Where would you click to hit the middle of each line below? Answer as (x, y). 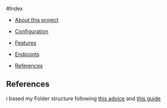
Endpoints (27, 54)
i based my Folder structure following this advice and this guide (83, 98)
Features (25, 43)
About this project (36, 20)
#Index (15, 9)
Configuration (31, 31)
